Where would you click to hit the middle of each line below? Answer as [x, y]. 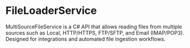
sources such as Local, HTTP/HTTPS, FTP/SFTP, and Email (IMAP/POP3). [95, 32]
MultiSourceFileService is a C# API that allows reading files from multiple [94, 27]
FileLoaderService [51, 11]
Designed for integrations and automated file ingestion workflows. [86, 39]
